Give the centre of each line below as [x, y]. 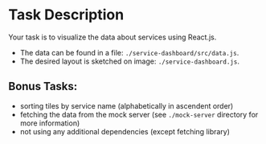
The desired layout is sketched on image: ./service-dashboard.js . [129, 61]
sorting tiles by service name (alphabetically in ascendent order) [127, 105]
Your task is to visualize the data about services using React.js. [113, 37]
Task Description [66, 15]
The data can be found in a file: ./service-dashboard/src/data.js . [129, 52]
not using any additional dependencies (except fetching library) [125, 131]
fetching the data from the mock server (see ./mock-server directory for [139, 114]
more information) [50, 123]
